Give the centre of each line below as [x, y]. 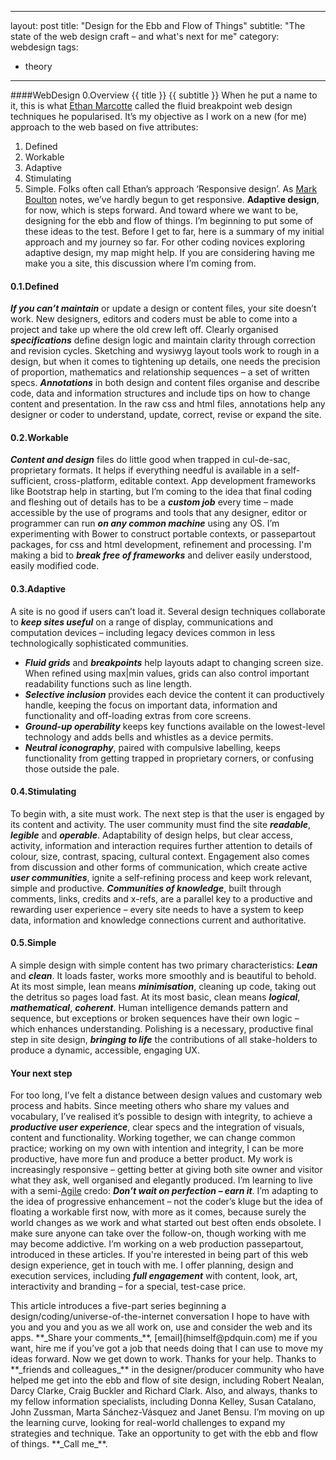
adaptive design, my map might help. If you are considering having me [169, 252]
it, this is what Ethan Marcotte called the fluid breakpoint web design [151, 105]
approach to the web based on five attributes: [104, 127]
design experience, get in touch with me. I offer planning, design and [152, 1265]
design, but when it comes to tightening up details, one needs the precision [165, 362]
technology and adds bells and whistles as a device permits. [149, 737]
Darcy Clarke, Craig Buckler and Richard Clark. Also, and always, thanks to [164, 1391]
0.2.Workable [39, 437]
